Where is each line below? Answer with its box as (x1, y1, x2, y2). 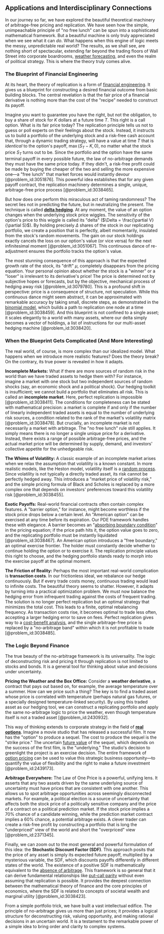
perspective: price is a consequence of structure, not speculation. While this (5, 289, 159, 294)
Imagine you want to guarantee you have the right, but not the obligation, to (5, 112, 157, 118)
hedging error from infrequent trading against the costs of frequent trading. (5, 594, 157, 600)
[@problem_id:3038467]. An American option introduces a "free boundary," (5, 538, 158, 543)
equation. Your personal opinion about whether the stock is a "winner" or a (5, 268, 156, 274)
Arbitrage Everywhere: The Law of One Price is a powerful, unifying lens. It (5, 775, 158, 781)
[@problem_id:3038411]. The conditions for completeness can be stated (5, 399, 150, 405)
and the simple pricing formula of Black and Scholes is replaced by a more (5, 481, 155, 487)
